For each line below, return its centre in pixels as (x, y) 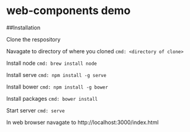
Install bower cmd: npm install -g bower (57, 87)
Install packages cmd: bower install (52, 98)
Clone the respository (33, 39)
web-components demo (69, 11)
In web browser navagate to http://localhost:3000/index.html (83, 122)
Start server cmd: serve (36, 110)
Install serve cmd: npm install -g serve (56, 75)
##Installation (23, 28)
